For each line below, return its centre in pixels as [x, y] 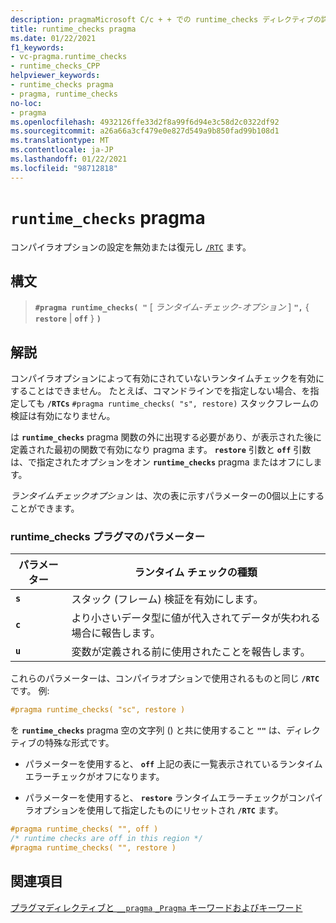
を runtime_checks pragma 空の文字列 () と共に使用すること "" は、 [148, 730]
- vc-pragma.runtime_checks [69, 57]
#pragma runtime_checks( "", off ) [84, 829]
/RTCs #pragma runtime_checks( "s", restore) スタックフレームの [182, 403]
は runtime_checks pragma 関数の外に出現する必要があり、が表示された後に [166, 437]
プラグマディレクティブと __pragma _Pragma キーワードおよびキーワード [156, 907]
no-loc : [26, 103]
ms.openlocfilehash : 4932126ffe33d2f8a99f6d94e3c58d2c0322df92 [145, 122]
